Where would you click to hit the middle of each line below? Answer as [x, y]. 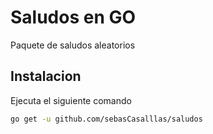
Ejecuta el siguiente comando [71, 100]
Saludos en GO [73, 17]
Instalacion [46, 76]
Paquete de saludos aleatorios [73, 45]
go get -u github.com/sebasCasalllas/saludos [106, 119]
